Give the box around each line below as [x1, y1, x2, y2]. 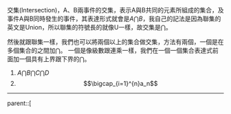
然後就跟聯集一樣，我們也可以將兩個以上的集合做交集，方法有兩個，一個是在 [7, 38, 224, 46]
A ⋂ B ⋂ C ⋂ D [16, 69, 49, 77]
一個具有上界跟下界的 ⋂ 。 [19, 55, 91, 63]
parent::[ [7, 99, 32, 107]
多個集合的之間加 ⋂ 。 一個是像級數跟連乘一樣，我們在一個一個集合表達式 [7, 47, 213, 54]
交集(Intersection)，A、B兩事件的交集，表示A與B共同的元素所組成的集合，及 [7, 6, 224, 14]
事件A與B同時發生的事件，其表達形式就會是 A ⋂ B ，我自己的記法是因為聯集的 [7, 14, 221, 23]
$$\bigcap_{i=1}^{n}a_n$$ [83, 80, 158, 87]
